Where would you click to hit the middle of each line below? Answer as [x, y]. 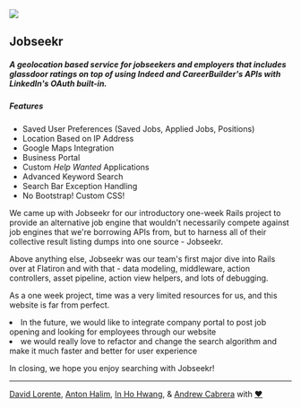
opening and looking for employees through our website [113, 332]
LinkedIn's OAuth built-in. [58, 83]
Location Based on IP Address [78, 138]
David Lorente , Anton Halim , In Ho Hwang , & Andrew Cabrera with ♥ [136, 394]
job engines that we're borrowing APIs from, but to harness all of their [138, 231]
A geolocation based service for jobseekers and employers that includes [148, 64]
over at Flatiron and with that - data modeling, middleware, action [130, 268]
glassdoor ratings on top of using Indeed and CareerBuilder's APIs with [145, 74]
